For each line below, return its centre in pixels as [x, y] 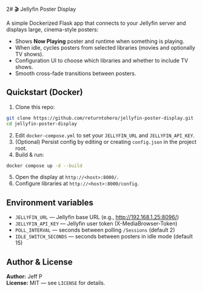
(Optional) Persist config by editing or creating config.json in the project [106, 142]
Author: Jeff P [24, 276]
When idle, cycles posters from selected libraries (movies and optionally [105, 47]
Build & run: [29, 154]
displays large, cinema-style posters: [52, 29]
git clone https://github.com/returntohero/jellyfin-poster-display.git [100, 118]
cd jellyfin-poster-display [42, 123]
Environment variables [50, 202]
